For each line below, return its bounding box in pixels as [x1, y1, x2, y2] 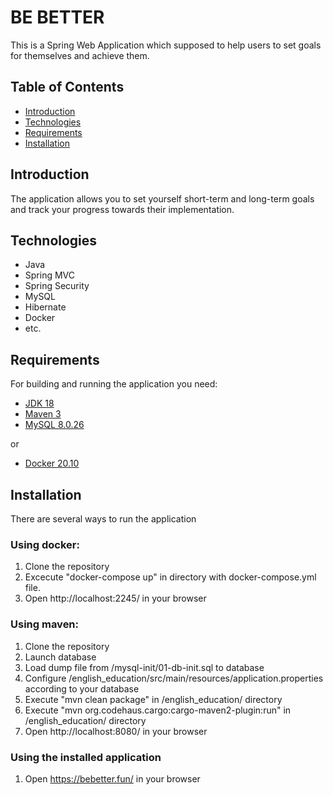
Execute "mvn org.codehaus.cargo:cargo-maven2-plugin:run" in [24, 704, 292, 716]
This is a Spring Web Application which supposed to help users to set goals [10, 39, 322, 51]
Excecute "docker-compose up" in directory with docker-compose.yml [24, 571, 317, 583]
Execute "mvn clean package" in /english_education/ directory [24, 693, 283, 705]
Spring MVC [24, 269, 76, 281]
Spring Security [24, 280, 90, 292]
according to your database [24, 682, 140, 695]
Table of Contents [10, 79, 125, 96]
